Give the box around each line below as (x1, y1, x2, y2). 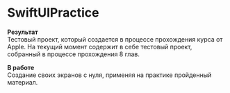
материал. (7, 78, 38, 86)
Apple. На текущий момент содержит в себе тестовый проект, (7, 42, 192, 51)
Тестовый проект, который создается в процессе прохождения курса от (7, 35, 223, 43)
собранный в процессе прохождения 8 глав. (7, 50, 140, 58)
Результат (7, 28, 38, 36)
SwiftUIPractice (7, 5, 99, 21)
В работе (7, 63, 35, 71)
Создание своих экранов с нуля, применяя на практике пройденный (7, 71, 212, 79)
